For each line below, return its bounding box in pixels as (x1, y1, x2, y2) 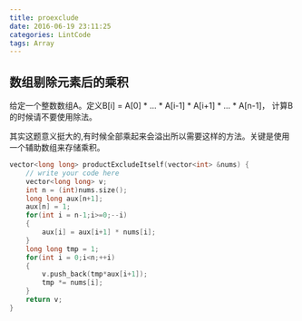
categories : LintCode (9, 30, 92, 39)
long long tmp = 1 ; (25, 244, 100, 254)
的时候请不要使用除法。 (9, 112, 97, 122)
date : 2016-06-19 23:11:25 (9, 22, 112, 31)
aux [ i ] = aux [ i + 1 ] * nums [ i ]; (42, 228, 156, 237)
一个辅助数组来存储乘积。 (9, 142, 105, 153)
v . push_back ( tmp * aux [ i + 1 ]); (42, 269, 148, 279)
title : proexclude (9, 13, 79, 23)
